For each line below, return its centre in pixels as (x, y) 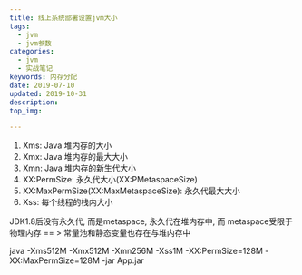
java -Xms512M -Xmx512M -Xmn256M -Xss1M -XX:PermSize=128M (136, 251)
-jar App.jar (123, 260)
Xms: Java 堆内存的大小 (67, 145)
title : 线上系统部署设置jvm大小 (63, 18)
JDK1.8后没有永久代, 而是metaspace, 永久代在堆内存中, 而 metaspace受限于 (151, 221)
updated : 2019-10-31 (49, 93)
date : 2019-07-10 (42, 85)
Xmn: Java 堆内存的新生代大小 (79, 168)
